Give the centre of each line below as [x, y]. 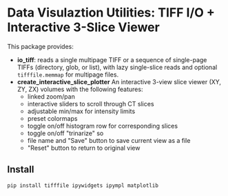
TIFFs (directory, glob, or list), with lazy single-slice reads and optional [117, 67]
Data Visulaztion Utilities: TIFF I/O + [111, 13]
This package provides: [40, 46]
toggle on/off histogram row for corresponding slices [102, 126]
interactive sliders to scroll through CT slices [91, 104]
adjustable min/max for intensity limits [81, 111]
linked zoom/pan [51, 96]
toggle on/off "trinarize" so [65, 133]
